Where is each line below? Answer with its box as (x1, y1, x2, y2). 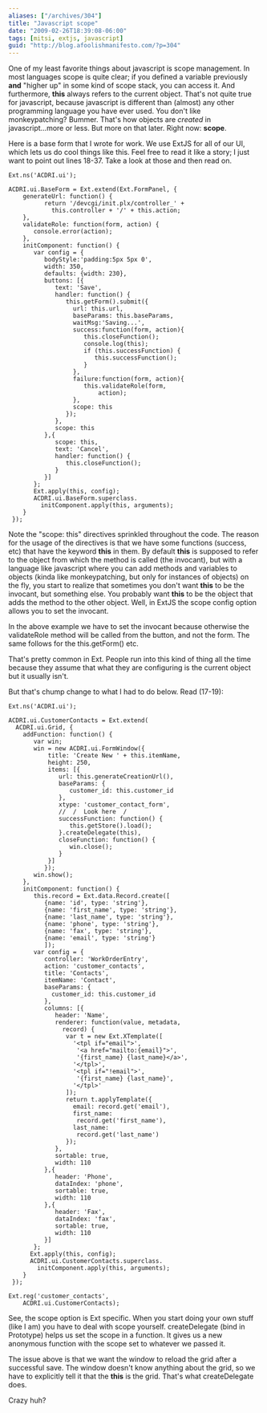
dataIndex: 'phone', (55, 1180, 124, 1188)
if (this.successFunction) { (83, 347, 181, 355)
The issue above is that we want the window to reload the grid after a (8, 1354, 237, 1364)
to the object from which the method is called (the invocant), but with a (8, 555, 243, 565)
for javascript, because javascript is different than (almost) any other (8, 98, 235, 108)
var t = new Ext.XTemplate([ (65, 1033, 163, 1041)
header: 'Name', (55, 1012, 110, 1020)
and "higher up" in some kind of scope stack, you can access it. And (8, 81, 235, 91)
